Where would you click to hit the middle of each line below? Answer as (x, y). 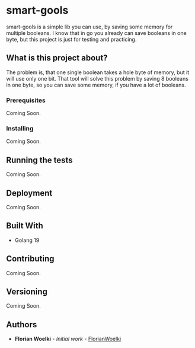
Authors (22, 325)
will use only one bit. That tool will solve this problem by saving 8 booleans (97, 78)
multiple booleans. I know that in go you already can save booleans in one (96, 33)
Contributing (30, 259)
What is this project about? (57, 58)
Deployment (29, 193)
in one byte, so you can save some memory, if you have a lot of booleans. (96, 85)
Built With (25, 226)
